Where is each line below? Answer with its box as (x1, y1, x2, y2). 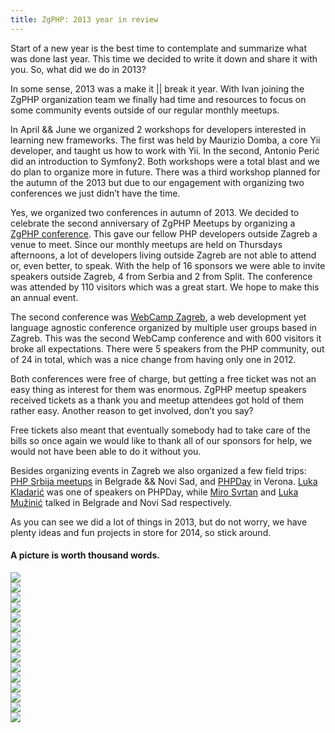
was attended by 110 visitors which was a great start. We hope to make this (10, 281, 320, 293)
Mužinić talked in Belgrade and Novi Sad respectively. (10, 496, 232, 508)
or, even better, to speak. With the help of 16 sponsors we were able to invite (10, 259, 326, 271)
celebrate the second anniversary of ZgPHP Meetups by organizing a (10, 217, 296, 229)
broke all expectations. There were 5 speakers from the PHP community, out (10, 342, 325, 355)
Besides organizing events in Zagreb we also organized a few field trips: (10, 464, 307, 476)
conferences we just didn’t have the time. (10, 187, 181, 199)
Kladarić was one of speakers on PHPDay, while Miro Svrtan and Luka (10, 486, 299, 498)
